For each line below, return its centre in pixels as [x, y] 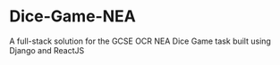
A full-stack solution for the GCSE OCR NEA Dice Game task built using [140, 41]
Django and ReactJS [47, 50]
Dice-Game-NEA [72, 16]
